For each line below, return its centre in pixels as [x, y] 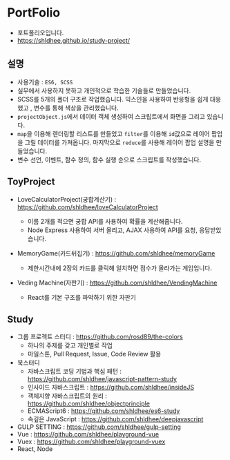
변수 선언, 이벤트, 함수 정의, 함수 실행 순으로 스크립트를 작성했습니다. [109, 160]
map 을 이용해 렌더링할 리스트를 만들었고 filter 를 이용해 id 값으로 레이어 [113, 133]
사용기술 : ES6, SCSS [45, 82]
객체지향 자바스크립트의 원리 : [67, 396]
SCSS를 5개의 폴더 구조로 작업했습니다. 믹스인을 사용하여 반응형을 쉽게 [113, 99]
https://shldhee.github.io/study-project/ [73, 40]
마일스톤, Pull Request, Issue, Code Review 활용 [94, 354]
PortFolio [34, 13]
